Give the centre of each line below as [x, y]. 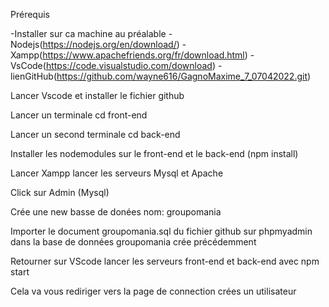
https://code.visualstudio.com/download [129, 65]
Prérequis [30, 14]
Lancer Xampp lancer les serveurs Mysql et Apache [117, 173]
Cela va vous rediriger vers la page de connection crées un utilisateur [153, 291]
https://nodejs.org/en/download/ [109, 44]
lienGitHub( [33, 76]
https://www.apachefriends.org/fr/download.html [143, 55]
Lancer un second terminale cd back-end [95, 134]
